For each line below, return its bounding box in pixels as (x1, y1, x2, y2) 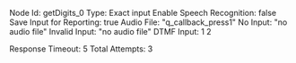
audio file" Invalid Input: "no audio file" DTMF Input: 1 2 (9, 27, 213, 36)
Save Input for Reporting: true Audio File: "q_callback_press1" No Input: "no (9, 17, 288, 28)
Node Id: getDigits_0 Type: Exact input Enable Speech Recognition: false (9, 8, 276, 18)
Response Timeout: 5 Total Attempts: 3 (9, 43, 153, 54)
